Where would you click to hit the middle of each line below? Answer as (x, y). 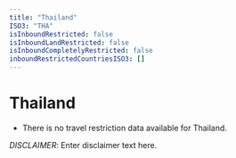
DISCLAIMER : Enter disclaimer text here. (83, 145)
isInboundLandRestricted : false (69, 42)
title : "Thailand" (43, 17)
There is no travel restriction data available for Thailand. (124, 128)
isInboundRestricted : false (61, 34)
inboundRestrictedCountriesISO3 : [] (77, 59)
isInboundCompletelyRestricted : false (81, 51)
